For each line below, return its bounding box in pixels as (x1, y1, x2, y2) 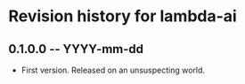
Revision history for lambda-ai (8, 6, 237, 27)
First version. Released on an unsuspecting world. (20, 65, 206, 75)
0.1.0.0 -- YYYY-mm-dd (8, 42, 144, 57)
